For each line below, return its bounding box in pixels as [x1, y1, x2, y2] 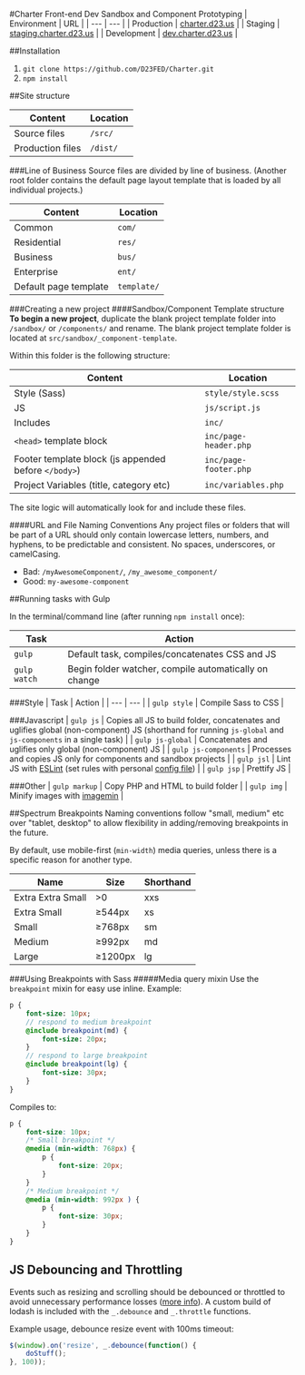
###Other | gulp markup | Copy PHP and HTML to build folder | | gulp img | [9, 781, 288, 791]
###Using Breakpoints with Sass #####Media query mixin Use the [9, 974, 260, 984]
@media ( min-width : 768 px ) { [25, 1144, 136, 1154]
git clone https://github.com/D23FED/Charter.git [22, 64, 215, 74]
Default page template [14, 280, 109, 292]
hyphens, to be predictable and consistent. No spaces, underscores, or [9, 539, 276, 549]
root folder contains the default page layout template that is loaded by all [9, 175, 281, 185]
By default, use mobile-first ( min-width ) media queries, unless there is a [9, 845, 277, 855]
